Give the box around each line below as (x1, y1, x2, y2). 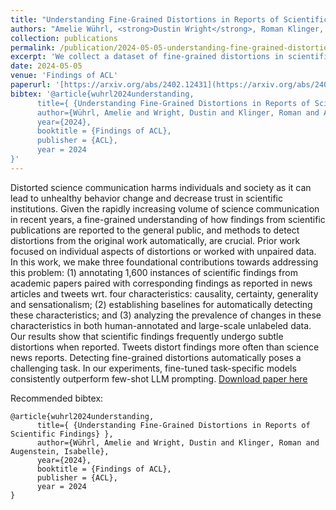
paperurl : (10, 80, 52, 90)
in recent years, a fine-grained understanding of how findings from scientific (10, 213, 326, 225)
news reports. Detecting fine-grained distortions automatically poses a (10, 351, 302, 363)
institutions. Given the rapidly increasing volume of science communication (10, 202, 320, 215)
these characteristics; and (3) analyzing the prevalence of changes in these (10, 309, 322, 321)
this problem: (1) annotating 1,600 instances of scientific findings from (10, 266, 298, 278)
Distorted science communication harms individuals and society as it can (10, 181, 312, 193)
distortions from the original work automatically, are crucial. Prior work (10, 234, 301, 246)
